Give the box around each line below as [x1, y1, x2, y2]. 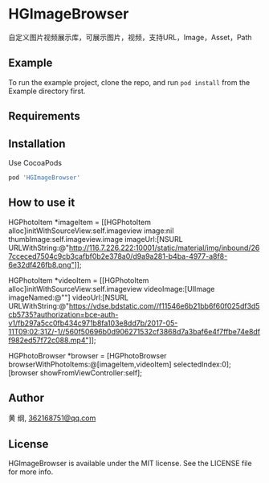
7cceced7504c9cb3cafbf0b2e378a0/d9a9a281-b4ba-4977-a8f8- [8, 251, 228, 261]
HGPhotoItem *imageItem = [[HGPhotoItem [8, 217, 151, 227]
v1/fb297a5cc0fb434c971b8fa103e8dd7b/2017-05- [8, 318, 178, 328]
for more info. [8, 467, 54, 477]
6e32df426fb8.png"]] [8, 260, 80, 269]
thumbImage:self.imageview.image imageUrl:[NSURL [8, 234, 183, 244]
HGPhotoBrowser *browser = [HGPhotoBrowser [8, 350, 167, 360]
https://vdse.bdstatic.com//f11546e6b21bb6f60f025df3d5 [68, 301, 260, 310]
